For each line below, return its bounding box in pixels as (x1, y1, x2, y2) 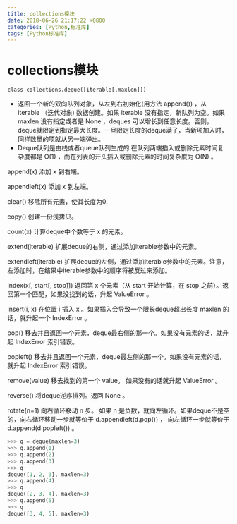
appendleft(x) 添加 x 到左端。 (7, 183, 93, 191)
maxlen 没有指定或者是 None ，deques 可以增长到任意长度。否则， (17, 117, 213, 126)
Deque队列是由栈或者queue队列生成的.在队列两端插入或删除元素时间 (17, 144, 218, 152)
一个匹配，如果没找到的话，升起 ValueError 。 (19, 290, 153, 298)
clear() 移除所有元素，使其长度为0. (7, 197, 108, 206)
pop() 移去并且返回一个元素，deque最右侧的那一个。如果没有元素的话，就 (7, 329, 223, 337)
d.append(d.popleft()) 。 (7, 424, 78, 432)
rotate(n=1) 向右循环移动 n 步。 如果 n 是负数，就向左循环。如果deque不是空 (7, 406, 230, 415)
